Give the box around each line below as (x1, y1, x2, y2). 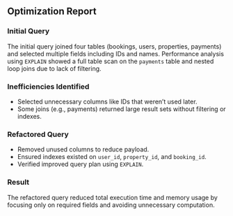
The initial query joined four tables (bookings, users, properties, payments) (7, 42, 222, 51)
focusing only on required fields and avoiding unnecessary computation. (7, 201, 215, 209)
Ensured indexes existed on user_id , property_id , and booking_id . (17, 153, 207, 161)
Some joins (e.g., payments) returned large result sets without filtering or (17, 104, 226, 113)
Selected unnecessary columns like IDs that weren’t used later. (17, 97, 198, 106)
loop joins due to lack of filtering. (7, 64, 102, 72)
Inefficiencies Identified (7, 81, 90, 91)
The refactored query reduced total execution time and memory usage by (7, 193, 218, 201)
